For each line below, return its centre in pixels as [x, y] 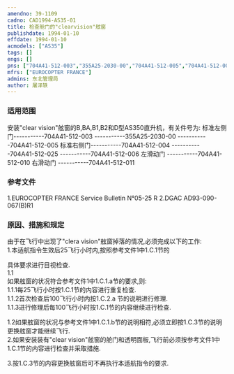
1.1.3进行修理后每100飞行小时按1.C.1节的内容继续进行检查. [89, 308]
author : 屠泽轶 [28, 85]
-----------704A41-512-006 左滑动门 [112, 154]
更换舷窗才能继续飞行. [39, 331]
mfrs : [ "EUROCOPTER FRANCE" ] [49, 72]
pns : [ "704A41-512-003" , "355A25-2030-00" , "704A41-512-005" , [96, 66]
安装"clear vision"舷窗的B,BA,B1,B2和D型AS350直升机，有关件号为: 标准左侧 [117, 127]
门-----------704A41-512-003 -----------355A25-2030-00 [92, 136]
